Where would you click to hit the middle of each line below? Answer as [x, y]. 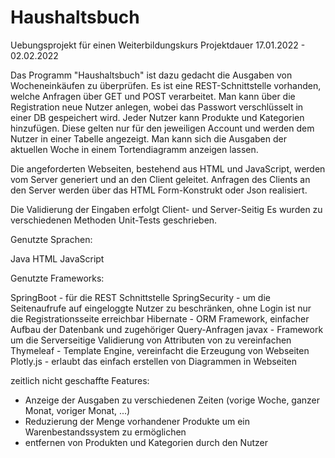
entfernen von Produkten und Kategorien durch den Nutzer [146, 442]
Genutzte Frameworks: [57, 278]
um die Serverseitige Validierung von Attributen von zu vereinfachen [151, 340]
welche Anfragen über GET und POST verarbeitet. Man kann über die [153, 96]
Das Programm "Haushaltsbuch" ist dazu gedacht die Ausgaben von [151, 75]
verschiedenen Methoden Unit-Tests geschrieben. [114, 220]
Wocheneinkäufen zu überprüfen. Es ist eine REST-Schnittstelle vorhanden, [166, 85]
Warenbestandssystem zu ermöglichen [105, 432]
